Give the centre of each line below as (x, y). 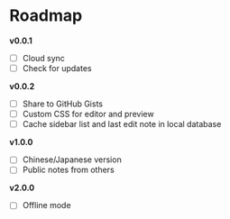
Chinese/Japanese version (72, 160)
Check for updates (57, 68)
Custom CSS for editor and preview (88, 114)
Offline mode (46, 205)
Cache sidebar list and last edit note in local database (122, 124)
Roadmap (46, 16)
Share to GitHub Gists (63, 104)
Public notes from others (68, 170)
